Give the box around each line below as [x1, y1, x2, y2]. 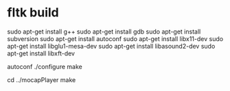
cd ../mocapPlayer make [7, 75, 76, 83]
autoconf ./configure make [7, 62, 82, 70]
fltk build [7, 5, 60, 21]
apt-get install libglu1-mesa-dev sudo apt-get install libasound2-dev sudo [7, 42, 216, 50]
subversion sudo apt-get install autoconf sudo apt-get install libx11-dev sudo [7, 34, 224, 42]
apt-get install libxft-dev [7, 49, 76, 57]
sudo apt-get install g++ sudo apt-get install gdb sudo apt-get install [7, 27, 201, 36]
